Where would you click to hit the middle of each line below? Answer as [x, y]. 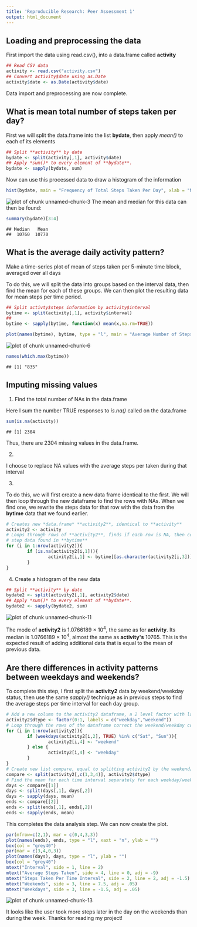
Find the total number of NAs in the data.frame [71, 399]
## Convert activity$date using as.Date [56, 77]
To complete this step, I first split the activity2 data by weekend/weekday [95, 691]
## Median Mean [27, 229]
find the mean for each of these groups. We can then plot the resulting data [97, 290]
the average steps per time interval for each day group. [73, 704]
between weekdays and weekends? [73, 677]
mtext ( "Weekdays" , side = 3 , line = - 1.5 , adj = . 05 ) [73, 889]
